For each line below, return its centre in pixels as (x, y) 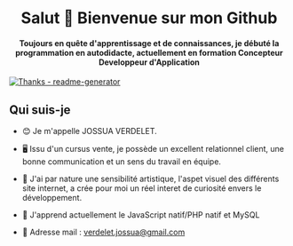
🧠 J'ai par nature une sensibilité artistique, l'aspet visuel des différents (150, 179)
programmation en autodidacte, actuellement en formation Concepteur (149, 52)
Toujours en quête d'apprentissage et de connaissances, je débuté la (149, 43)
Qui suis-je (40, 110)
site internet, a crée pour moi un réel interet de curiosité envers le (142, 188)
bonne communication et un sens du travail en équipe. (122, 162)
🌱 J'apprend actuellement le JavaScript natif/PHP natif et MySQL (141, 215)
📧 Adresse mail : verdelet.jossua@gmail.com (103, 232)
